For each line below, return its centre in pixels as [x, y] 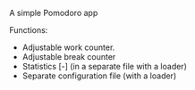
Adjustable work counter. [68, 47]
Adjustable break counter [69, 57]
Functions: [29, 30]
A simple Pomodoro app [54, 13]
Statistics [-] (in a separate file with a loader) [105, 66]
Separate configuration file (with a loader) [99, 76]
